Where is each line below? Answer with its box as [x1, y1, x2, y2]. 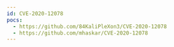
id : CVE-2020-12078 [6, 10, 64, 17]
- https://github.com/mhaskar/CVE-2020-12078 [13, 29, 149, 37]
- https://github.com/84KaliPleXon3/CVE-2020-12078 [13, 23, 168, 30]
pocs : [6, 17, 22, 23]
